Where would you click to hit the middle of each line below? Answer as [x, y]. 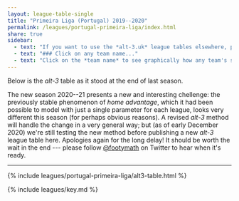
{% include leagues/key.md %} [53, 189]
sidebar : [20, 41]
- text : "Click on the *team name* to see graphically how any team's [121, 61]
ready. [17, 155]
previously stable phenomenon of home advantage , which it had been [110, 102]
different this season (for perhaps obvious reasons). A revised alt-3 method [118, 117]
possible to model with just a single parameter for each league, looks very [116, 109]
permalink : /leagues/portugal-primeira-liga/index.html [92, 27]
